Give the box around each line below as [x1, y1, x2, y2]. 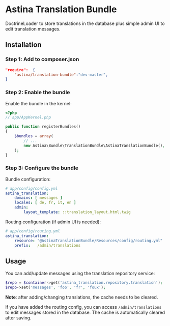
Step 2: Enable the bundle [5, 89, 70, 96]
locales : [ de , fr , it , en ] [14, 200, 76, 205]
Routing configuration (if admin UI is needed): [5, 219, 101, 225]
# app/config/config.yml [5, 186, 58, 191]
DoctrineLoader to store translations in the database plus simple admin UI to [5, 20, 165, 26]
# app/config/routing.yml [5, 228, 60, 233]
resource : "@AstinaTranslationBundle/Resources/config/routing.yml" [14, 238, 163, 243]
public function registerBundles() [5, 124, 81, 129]
